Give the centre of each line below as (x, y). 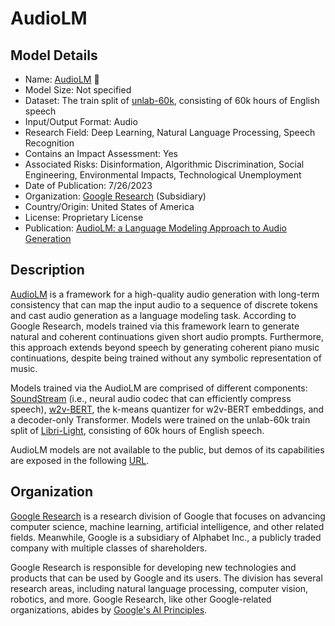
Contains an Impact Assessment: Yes (101, 153)
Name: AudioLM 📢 (62, 79)
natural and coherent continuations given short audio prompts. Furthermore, (167, 336)
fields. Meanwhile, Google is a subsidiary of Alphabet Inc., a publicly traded (166, 537)
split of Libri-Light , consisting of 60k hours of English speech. (137, 430)
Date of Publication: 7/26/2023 (88, 185)
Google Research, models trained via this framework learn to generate (155, 326)
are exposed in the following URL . (80, 460)
